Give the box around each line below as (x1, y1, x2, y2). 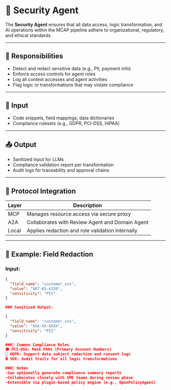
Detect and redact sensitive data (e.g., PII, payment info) (12, 65, 131, 71)
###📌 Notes (5, 366, 28, 371)
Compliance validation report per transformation (12, 162, 114, 168)
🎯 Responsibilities (5, 52, 64, 61)
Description (73, 202, 102, 209)
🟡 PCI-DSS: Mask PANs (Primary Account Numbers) (5, 347, 112, 352)
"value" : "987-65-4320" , (10, 286, 63, 291)
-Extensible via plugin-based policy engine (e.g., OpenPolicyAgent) (5, 380, 156, 385)
